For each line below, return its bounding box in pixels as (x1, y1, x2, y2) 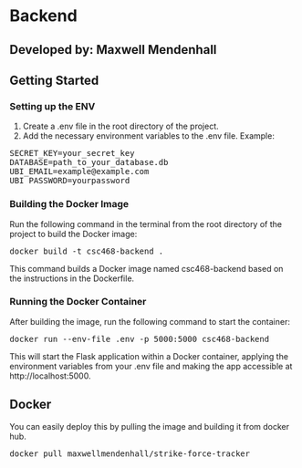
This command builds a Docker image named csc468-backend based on (9, 263, 284, 274)
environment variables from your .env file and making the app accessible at (9, 360, 293, 371)
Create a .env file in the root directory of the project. (22, 120, 219, 132)
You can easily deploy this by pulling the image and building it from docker (9, 421, 290, 432)
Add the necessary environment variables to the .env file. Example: (22, 130, 276, 141)
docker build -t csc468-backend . (9, 245, 164, 256)
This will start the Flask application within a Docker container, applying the (9, 350, 289, 361)
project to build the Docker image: (9, 228, 138, 239)
